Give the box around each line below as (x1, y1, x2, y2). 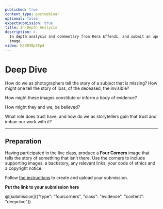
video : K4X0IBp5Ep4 (5, 43, 45, 48)
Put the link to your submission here (5, 184, 79, 190)
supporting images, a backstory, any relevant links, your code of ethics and (5, 161, 156, 166)
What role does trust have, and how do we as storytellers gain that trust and (5, 113, 157, 119)
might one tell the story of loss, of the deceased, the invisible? (5, 85, 130, 91)
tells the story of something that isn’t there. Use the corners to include (5, 155, 146, 161)
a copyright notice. (5, 165, 43, 171)
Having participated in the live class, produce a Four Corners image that (5, 150, 149, 156)
